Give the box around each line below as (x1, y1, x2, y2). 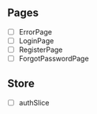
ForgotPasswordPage (18, 54, 89, 63)
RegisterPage (18, 45, 63, 54)
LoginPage (18, 35, 54, 46)
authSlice (18, 97, 50, 107)
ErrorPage (18, 27, 53, 36)
